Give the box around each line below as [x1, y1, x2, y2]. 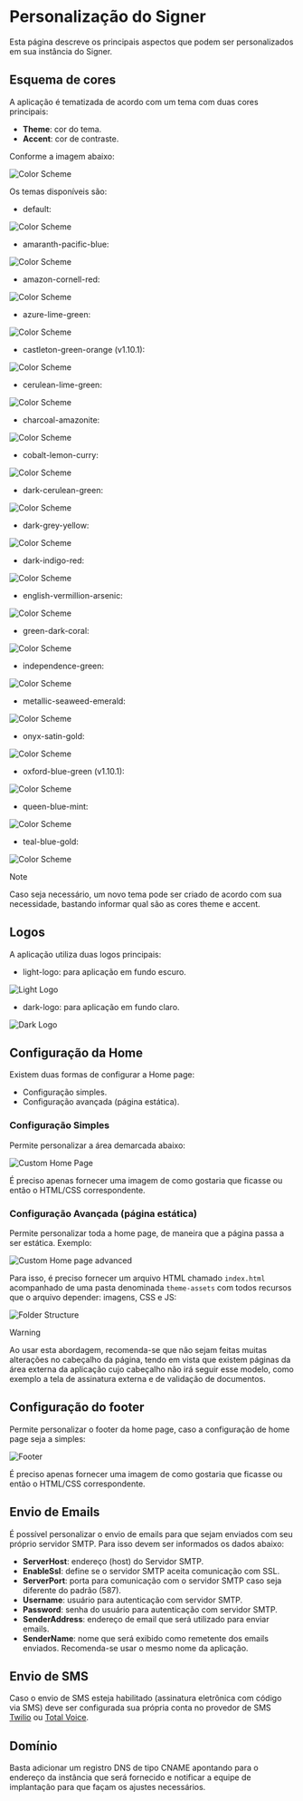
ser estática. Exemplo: [9, 1237, 92, 1248]
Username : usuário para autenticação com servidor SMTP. [22, 1594, 243, 1605]
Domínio [9, 1738, 58, 1754]
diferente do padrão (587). [22, 1584, 122, 1595]
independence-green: [22, 660, 105, 671]
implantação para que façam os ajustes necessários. [9, 1782, 206, 1793]
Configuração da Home [9, 1045, 143, 1060]
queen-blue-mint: [22, 801, 89, 812]
